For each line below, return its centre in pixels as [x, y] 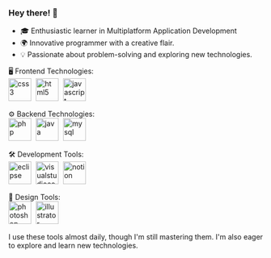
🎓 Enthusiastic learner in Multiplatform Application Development [128, 31]
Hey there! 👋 [33, 13]
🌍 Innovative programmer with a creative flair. [97, 43]
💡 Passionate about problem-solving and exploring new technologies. [136, 55]
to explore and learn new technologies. [74, 246]
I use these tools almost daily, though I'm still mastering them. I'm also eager [136, 237]
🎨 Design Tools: [34, 198]
